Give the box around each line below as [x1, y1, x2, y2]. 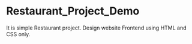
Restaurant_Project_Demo [6, 4, 140, 18]
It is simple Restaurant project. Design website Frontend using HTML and [6, 24, 187, 31]
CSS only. [6, 30, 31, 37]
